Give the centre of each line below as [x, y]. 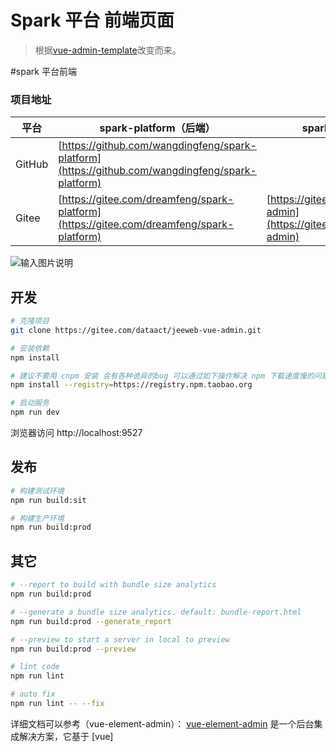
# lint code [35, 667]
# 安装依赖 [30, 348]
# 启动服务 [30, 403]
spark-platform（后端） [157, 128]
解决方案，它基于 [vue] [66, 736]
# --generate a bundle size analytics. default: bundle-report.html [156, 612]
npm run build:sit [48, 500]
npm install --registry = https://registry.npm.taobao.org [131, 385]
